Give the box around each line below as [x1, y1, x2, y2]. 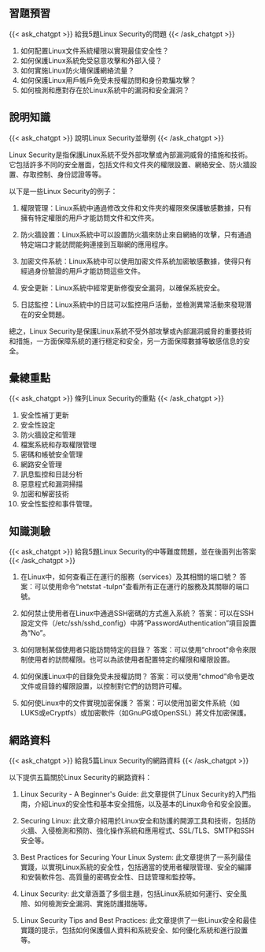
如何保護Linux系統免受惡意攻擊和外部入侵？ [20, 55, 163, 65]
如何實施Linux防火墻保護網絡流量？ [20, 65, 135, 75]
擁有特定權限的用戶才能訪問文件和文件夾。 [20, 213, 159, 222]
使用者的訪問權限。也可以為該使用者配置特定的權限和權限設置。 [27, 655, 234, 664]
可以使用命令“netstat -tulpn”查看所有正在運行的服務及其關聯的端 [34, 582, 243, 592]
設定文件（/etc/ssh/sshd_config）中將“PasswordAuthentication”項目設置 [20, 618, 257, 628]
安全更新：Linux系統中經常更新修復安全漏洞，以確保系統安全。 [20, 282, 225, 293]
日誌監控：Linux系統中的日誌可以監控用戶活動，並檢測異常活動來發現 [20, 300, 245, 309]
